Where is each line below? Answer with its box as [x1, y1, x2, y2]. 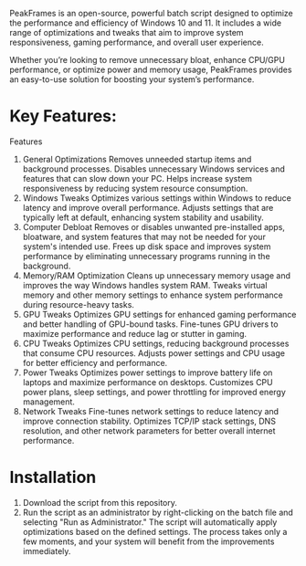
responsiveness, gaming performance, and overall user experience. [9, 37, 264, 47]
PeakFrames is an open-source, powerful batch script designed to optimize [9, 8, 294, 18]
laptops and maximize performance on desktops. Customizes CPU [22, 376, 273, 387]
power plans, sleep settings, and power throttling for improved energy [22, 386, 286, 397]
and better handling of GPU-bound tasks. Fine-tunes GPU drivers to [22, 319, 279, 330]
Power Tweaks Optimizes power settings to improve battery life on [22, 367, 273, 378]
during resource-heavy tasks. [22, 299, 135, 309]
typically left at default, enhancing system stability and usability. [22, 212, 265, 223]
